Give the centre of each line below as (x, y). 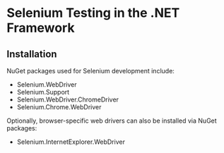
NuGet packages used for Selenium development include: (90, 71)
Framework (41, 28)
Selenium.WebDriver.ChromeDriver (68, 99)
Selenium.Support (43, 92)
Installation (32, 54)
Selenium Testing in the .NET (93, 13)
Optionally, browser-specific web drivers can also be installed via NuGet (112, 121)
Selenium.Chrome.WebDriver (59, 107)
